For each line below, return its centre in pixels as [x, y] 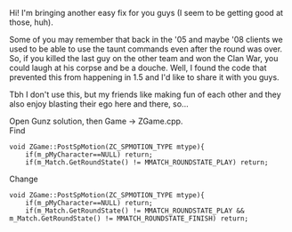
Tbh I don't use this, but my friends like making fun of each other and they [146, 94]
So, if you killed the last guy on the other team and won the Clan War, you [144, 58]
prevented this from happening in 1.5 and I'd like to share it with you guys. [144, 77]
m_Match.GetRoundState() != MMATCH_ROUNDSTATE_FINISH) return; [129, 219]
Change [24, 179]
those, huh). [31, 22]
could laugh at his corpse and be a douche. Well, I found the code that [138, 68]
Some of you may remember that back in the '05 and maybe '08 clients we [146, 40]
